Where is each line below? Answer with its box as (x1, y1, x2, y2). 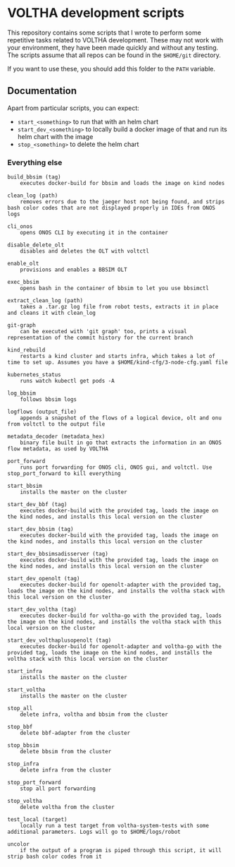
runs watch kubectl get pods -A (20, 378, 115, 385)
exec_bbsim (7, 279, 39, 286)
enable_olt (7, 260, 39, 268)
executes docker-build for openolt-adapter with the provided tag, (20, 581, 222, 589)
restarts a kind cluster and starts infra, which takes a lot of (20, 353, 216, 360)
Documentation (7, 85, 77, 97)
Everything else (7, 157, 63, 167)
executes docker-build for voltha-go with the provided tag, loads (20, 612, 222, 619)
